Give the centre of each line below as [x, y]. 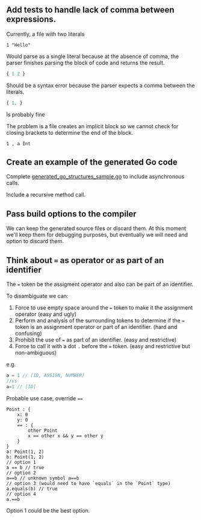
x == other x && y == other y [66, 436]
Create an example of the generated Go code [92, 162]
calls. [13, 183]
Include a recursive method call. [46, 195]
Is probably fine [26, 114]
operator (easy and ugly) [46, 314]
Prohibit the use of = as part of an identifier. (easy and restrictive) [96, 340]
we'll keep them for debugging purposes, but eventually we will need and [97, 235]
